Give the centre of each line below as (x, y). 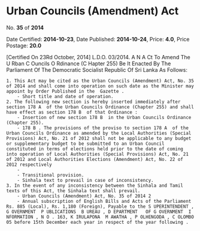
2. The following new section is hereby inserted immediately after (93, 102)
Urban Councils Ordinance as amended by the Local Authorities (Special (99, 133)
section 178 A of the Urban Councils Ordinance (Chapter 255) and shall (100, 107)
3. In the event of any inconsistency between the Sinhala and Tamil (95, 186)
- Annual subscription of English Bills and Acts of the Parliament (104, 201)
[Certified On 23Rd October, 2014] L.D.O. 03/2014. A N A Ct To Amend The (98, 57)
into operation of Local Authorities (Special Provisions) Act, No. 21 (97, 154)
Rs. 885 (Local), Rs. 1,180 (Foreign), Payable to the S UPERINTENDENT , (100, 206)
